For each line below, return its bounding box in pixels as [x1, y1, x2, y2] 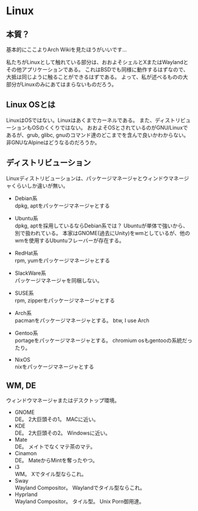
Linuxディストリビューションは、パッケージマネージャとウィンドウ [6, 175, 168, 182]
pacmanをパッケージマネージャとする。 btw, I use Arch [14, 317, 150, 324]
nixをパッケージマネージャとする [14, 363, 95, 370]
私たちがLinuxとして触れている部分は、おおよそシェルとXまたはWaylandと [6, 59, 189, 66]
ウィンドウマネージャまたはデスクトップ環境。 [6, 397, 120, 404]
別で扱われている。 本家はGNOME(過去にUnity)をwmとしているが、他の [14, 229, 190, 236]
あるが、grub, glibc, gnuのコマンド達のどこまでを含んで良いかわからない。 [6, 131, 189, 139]
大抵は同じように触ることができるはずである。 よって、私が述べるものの [6, 73, 183, 81]
